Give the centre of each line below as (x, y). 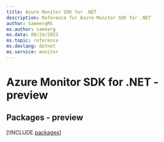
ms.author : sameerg (31, 29)
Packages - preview (45, 118)
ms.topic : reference (33, 40)
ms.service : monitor (33, 52)
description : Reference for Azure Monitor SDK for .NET (79, 18)
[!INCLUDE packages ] (34, 132)
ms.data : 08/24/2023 (33, 35)
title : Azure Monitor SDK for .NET (52, 12)
